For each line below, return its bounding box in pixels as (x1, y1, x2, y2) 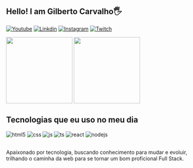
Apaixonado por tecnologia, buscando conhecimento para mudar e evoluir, (6, 149, 188, 156)
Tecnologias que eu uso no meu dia (6, 115, 138, 125)
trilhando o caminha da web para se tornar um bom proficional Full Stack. (6, 155, 184, 162)
